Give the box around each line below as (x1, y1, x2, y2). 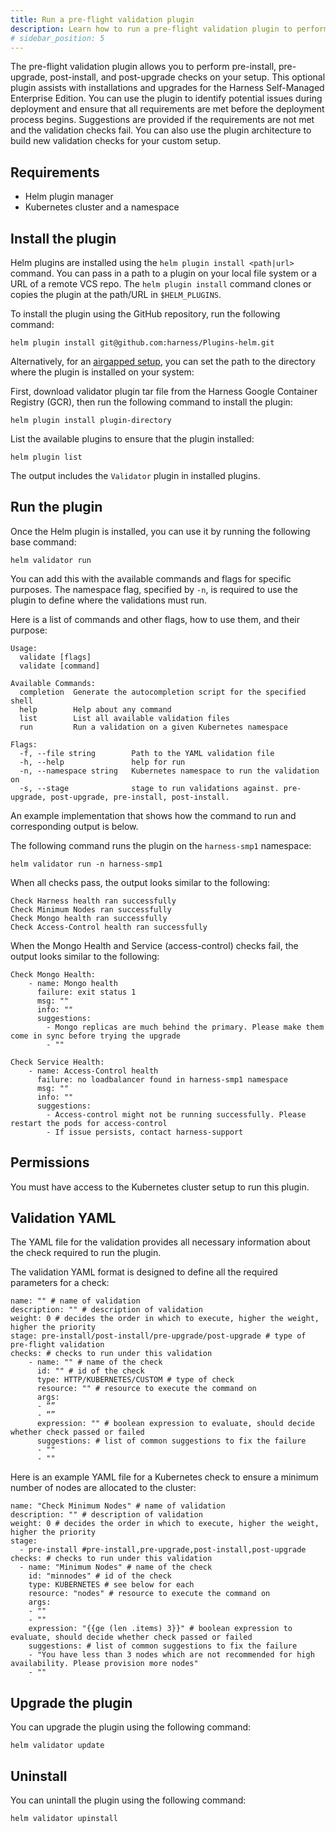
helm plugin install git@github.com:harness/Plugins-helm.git (10, 338, 275, 348)
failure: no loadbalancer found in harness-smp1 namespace (36, 1074, 288, 1085)
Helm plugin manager (24, 191, 114, 203)
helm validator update (10, 1741, 105, 1751)
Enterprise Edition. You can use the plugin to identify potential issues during (10, 92, 323, 105)
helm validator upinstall (10, 1814, 118, 1824)
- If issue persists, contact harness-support (46, 1127, 244, 1137)
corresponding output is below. (10, 820, 139, 832)
